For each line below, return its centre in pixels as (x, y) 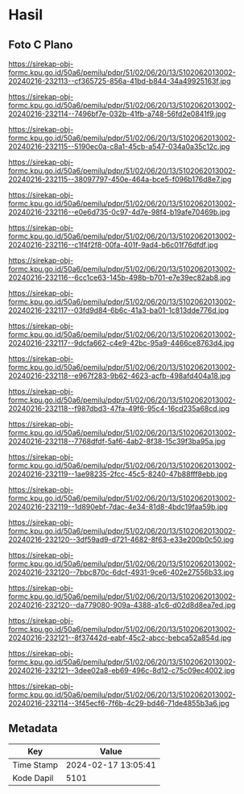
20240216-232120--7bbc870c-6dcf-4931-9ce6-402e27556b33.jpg (121, 572)
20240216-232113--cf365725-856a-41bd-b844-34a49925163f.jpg (120, 81)
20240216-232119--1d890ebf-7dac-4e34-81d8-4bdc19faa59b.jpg (118, 507)
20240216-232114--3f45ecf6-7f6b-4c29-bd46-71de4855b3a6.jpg (119, 703)
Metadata (33, 728)
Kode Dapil (33, 778)
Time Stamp (35, 765)
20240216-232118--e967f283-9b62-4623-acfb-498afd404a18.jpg (120, 376)
